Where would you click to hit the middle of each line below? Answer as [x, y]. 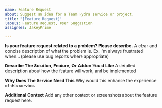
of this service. [20, 86]
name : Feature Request [28, 10]
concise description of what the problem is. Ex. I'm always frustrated [74, 51]
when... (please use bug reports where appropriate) [57, 56]
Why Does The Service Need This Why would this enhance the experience [81, 81]
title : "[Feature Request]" [34, 19]
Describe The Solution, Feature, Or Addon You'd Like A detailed [70, 66]
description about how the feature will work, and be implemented [71, 71]
